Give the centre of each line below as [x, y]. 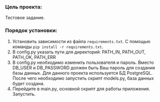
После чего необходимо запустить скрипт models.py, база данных [83, 78]
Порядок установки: [31, 31]
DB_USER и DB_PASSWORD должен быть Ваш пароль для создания [84, 67]
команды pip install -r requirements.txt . [58, 47]
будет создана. [28, 83]
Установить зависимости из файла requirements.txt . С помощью [81, 41]
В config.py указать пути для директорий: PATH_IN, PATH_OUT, [79, 52]
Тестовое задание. [25, 18]
